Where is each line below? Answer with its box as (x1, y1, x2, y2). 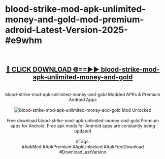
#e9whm (5, 35, 42, 46)
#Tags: (75, 138, 90, 144)
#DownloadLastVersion (59, 149, 107, 155)
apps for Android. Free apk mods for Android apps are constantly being (10, 123, 155, 128)
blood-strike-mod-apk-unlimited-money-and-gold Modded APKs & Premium (5, 91, 161, 97)
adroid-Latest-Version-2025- (5, 25, 128, 35)
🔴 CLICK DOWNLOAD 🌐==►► (5, 65, 100, 74)
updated (74, 128, 92, 134)
